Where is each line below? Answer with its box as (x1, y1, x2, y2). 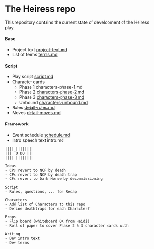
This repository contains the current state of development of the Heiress (5, 19, 150, 25)
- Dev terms (5, 240, 29, 245)
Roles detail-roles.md (12, 105, 55, 110)
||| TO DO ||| (5, 151, 34, 156)
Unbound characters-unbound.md (19, 100, 88, 106)
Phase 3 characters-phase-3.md (19, 94, 85, 100)
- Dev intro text (5, 236, 40, 241)
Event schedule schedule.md (12, 132, 70, 138)
